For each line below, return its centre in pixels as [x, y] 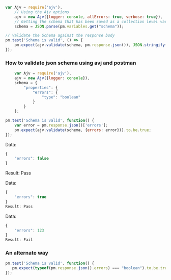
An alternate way [27, 253]
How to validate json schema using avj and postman [71, 63]
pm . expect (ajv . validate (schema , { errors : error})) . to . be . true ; [83, 130]
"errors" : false [32, 159]
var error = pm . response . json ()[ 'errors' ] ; [61, 125]
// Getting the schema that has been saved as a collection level [86, 21]
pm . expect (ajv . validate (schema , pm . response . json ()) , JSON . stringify [90, 45]
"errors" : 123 [29, 230]
